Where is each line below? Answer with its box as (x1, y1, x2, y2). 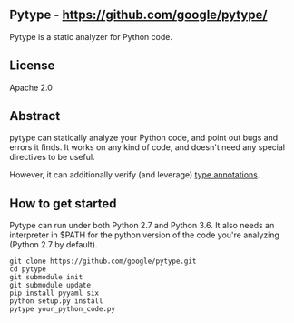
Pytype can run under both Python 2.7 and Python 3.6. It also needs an (9, 220, 275, 231)
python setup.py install (9, 297, 103, 306)
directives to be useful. (9, 152, 95, 163)
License (9, 58, 55, 74)
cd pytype (9, 265, 47, 274)
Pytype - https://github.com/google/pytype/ (9, 7, 268, 23)
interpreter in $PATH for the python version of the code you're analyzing (9, 229, 279, 240)
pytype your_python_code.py (9, 305, 116, 314)
